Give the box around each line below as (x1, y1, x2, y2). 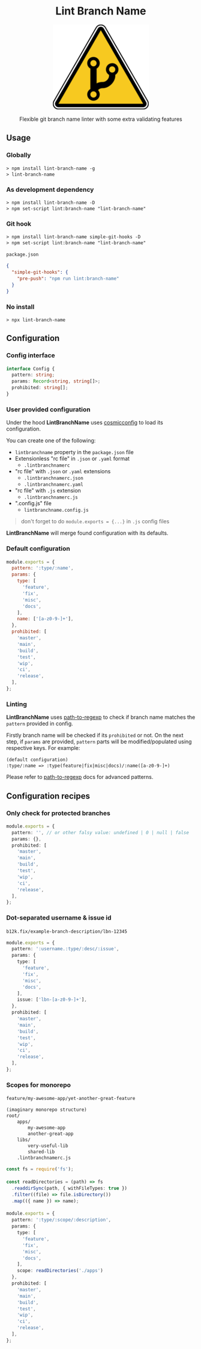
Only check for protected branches (6, 809, 111, 817)
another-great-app (28, 1131, 74, 1137)
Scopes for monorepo (6, 1081, 71, 1089)
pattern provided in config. (6, 720, 73, 727)
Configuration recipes (6, 791, 90, 801)
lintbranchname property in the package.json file (14, 449, 134, 456)
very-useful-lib (28, 1143, 68, 1149)
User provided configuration (6, 405, 91, 413)
